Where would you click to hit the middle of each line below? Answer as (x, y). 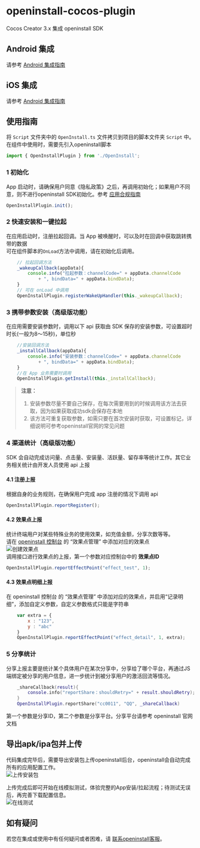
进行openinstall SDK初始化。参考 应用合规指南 (84, 194)
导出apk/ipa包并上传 (44, 744)
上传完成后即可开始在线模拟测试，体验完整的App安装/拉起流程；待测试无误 (99, 787)
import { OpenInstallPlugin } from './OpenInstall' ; (73, 156)
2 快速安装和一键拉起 (36, 222)
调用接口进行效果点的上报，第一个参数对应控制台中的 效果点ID (83, 556)
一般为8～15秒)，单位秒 (47, 334)
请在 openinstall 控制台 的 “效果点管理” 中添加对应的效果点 (78, 541)
